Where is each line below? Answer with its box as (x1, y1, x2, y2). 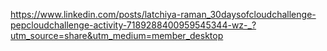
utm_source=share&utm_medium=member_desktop (10, 30, 224, 41)
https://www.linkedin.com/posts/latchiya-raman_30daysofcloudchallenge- (10, 9, 317, 20)
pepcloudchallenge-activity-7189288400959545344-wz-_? (10, 19, 257, 31)
